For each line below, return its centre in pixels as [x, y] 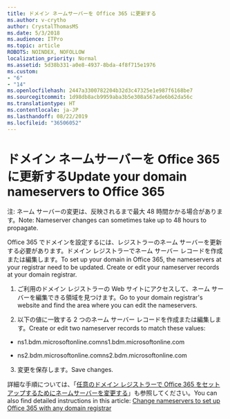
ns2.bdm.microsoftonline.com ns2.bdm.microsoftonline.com [102, 355]
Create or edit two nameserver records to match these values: [117, 328]
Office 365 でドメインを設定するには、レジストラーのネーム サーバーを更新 [115, 242]
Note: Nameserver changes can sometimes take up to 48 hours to [113, 220]
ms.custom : [23, 71]
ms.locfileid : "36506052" [44, 123]
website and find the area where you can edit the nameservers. [107, 306]
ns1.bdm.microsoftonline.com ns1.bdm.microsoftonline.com [101, 342]
